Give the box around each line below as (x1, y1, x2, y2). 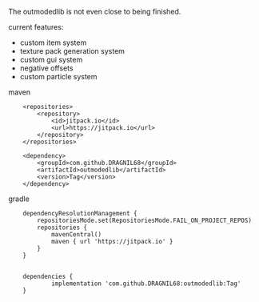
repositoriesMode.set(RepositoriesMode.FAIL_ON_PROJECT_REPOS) (37, 216, 252, 224)
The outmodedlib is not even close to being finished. (8, 7, 181, 16)
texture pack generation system (19, 46, 126, 55)
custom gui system (19, 55, 83, 64)
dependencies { (22, 272, 74, 280)
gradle (8, 194, 30, 203)
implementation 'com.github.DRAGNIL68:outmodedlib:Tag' (50, 280, 241, 288)
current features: (8, 22, 64, 31)
